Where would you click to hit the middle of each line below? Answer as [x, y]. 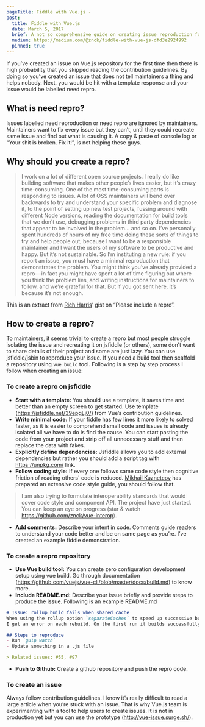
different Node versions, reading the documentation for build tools [104, 215]
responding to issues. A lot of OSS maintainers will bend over [98, 196]
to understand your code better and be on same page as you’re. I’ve [101, 533]
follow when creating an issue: [45, 371]
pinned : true [28, 46]
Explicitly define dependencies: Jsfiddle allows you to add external [101, 452]
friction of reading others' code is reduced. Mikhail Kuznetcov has [98, 477]
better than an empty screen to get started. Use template [87, 406]
